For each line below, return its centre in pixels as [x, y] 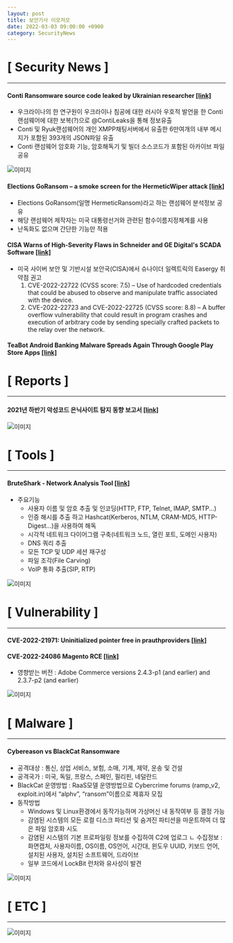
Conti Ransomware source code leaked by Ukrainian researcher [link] [109, 95]
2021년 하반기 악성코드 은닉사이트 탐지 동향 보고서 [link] [83, 410]
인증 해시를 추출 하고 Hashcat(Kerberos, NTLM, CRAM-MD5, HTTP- [122, 517]
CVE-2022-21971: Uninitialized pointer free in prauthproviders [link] [107, 640]
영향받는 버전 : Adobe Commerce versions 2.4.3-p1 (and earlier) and [113, 673]
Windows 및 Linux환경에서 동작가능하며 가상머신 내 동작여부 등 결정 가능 [126, 811]
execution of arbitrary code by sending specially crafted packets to [123, 322]
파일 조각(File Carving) [59, 560]
